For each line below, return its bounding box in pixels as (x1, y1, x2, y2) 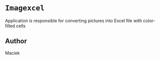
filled (5, 23, 16, 29)
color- (143, 18, 156, 23)
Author (5, 37, 27, 45)
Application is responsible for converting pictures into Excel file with (5, 18, 142, 23)
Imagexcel (5, 3, 45, 13)
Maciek (5, 50, 20, 56)
